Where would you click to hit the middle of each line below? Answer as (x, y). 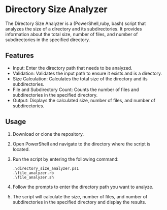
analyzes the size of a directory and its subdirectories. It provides (74, 28)
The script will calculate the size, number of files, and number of (80, 196)
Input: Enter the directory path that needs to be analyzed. (73, 68)
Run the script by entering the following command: (65, 159)
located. (21, 149)
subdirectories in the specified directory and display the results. (79, 202)
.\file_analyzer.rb (33, 173)
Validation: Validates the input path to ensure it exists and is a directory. (87, 73)
